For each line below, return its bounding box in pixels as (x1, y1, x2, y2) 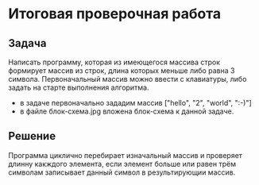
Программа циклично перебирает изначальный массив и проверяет (8, 150, 242, 160)
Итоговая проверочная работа (8, 5, 222, 23)
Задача (8, 37, 47, 50)
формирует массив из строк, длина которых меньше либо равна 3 (8, 66, 235, 75)
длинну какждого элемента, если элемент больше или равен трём (8, 159, 237, 168)
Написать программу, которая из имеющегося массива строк (8, 57, 221, 67)
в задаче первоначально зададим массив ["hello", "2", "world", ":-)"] (19, 98, 252, 107)
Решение (8, 129, 56, 143)
